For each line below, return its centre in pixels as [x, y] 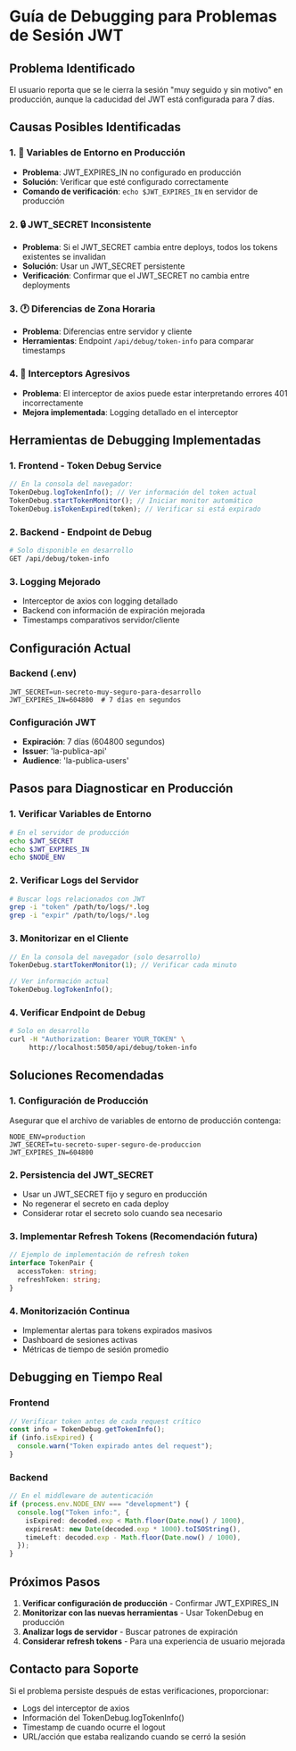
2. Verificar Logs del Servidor [74, 880]
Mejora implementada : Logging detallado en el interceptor [130, 412]
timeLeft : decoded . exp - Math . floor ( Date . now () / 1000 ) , [133, 1538]
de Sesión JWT [66, 35]
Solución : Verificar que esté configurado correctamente [125, 181]
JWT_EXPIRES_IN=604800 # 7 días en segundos [95, 700]
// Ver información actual [59, 981]
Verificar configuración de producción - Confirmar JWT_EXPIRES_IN [150, 1604]
